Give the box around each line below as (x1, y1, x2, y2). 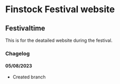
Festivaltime (5, 24, 46, 33)
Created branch (12, 74, 46, 80)
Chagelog (5, 50, 30, 57)
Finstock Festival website (5, 4, 115, 15)
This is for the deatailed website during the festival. (5, 37, 113, 43)
